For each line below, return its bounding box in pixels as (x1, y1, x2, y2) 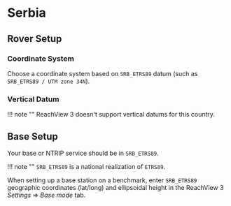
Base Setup (7, 131, 58, 142)
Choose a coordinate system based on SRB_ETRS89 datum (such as (7, 69, 198, 78)
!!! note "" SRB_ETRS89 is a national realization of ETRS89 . (7, 162, 166, 170)
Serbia (7, 5, 47, 21)
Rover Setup (7, 33, 62, 45)
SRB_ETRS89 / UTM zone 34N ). (7, 77, 90, 85)
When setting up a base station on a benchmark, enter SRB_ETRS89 (7, 176, 197, 184)
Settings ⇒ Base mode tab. (7, 191, 86, 199)
